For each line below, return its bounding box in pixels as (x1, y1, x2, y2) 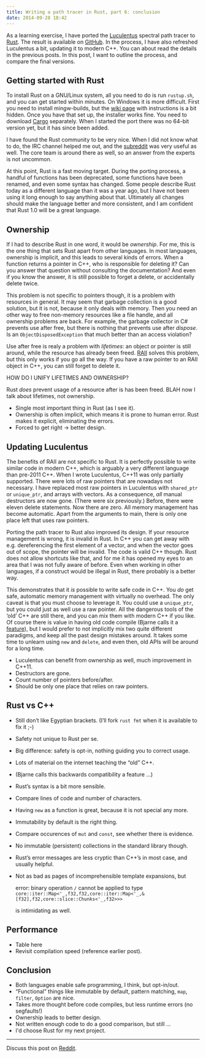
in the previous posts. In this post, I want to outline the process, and (6, 51, 178, 58)
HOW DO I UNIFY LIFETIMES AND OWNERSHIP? (6, 374, 129, 381)
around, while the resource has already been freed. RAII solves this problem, (6, 349, 200, 356)
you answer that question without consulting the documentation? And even (6, 267, 196, 274)
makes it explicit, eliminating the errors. (15, 418, 115, 425)
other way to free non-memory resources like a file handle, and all (6, 311, 174, 319)
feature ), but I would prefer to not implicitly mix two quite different (6, 625, 173, 632)
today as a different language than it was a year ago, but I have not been (6, 187, 189, 194)
